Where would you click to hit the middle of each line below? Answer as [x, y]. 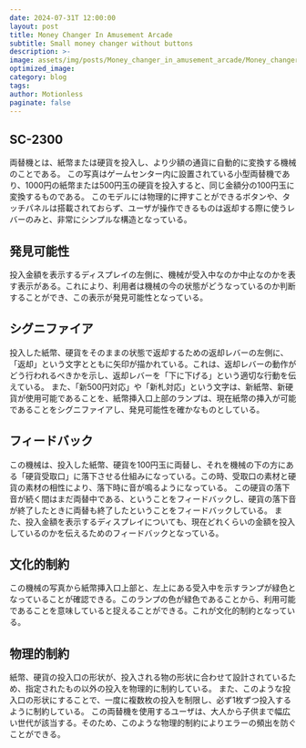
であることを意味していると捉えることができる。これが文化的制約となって [148, 610]
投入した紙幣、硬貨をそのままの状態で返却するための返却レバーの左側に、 [149, 353]
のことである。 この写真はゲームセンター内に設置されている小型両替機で [146, 174]
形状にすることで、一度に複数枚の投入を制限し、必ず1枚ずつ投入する [162, 700]
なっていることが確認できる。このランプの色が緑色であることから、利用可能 [153, 599]
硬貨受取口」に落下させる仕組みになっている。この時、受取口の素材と [157, 476]
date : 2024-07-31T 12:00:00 [63, 18]
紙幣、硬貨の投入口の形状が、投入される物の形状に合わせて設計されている [149, 677]
